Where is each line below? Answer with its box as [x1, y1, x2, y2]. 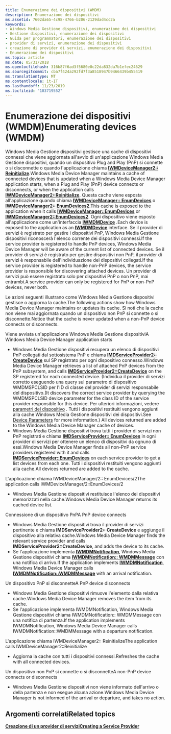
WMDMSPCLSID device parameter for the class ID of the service [12, 395, 149, 401]
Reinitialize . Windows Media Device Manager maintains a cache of [5, 170, 145, 177]
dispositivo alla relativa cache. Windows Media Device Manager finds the [12, 532, 165, 539]
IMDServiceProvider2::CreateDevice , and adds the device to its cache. [12, 543, 164, 549]
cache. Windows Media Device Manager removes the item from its [12, 596, 152, 602]
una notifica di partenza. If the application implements [12, 617, 125, 623]
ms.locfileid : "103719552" [5, 88, 63, 93]
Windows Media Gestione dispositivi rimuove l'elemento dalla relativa [12, 590, 159, 596]
